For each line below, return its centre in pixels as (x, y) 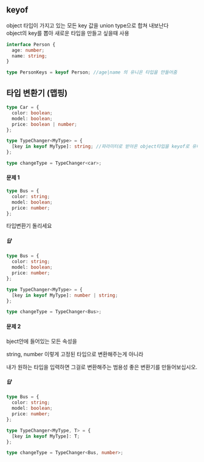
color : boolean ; (32, 113)
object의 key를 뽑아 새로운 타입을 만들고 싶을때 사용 (68, 33)
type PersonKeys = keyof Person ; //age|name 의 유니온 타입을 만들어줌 (92, 72)
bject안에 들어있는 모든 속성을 (42, 341)
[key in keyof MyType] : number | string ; (65, 295)
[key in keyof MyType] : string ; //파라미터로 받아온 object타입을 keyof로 (101, 147)
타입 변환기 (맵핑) (37, 93)
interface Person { (31, 44)
